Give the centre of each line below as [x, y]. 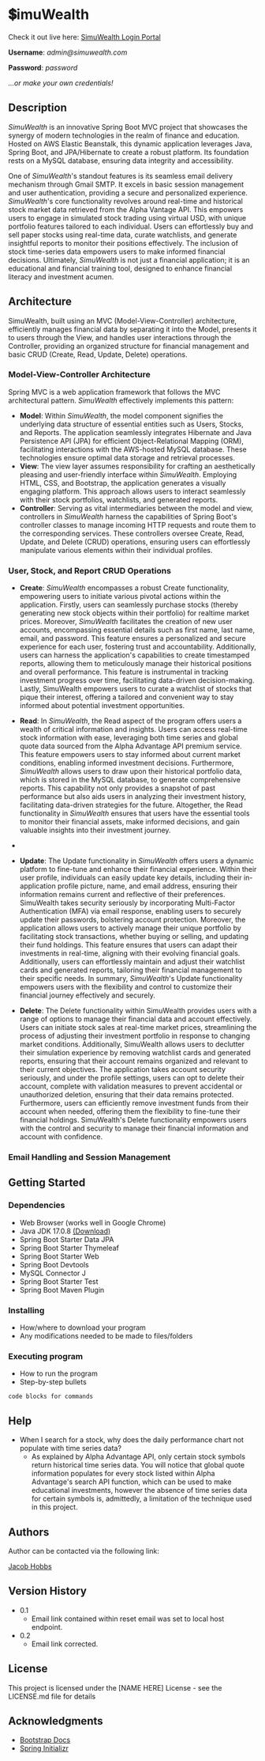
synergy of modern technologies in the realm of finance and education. [124, 135]
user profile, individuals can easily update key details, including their [131, 878]
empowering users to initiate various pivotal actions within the [120, 596]
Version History [47, 1591]
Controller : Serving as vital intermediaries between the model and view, [136, 508]
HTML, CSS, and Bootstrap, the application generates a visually [123, 483]
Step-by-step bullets [53, 1382]
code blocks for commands [50, 1397]
